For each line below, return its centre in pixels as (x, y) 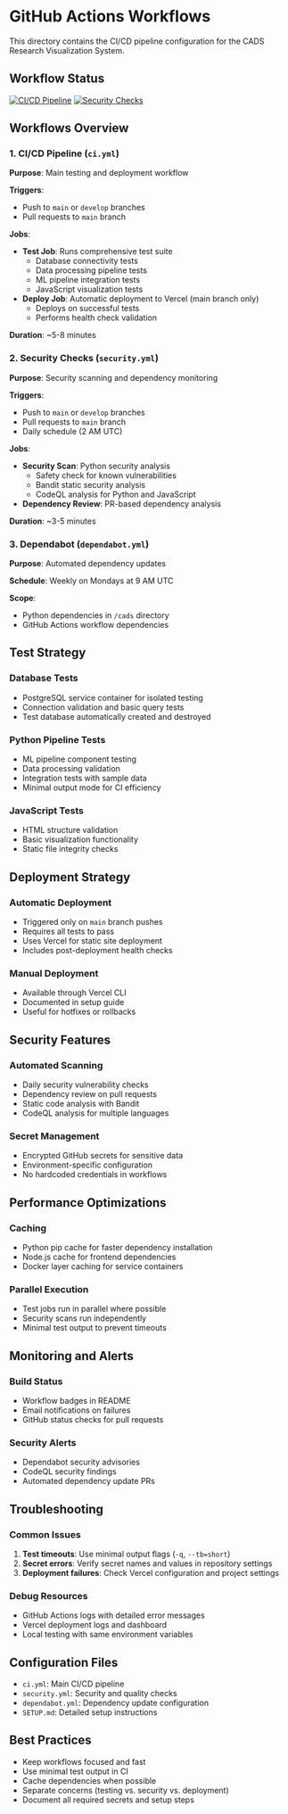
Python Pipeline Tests (58, 739)
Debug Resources (49, 1595)
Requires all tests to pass (68, 931)
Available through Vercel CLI (74, 993)
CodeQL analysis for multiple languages (95, 1113)
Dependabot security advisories (81, 1462)
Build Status (36, 1381)
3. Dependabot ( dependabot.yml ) (79, 544)
